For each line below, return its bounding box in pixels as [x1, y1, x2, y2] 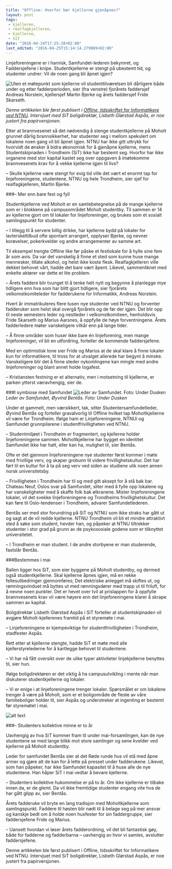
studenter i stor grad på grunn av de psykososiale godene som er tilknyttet [6, 526, 163, 532]
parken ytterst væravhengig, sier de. [6, 379, 83, 385]
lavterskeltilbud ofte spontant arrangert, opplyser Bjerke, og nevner [6, 233, 148, 239]
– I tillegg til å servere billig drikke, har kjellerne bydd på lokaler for [6, 227, 146, 233]
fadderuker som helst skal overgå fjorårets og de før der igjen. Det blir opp [6, 306, 163, 312]
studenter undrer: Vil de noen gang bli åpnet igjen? [6, 70, 113, 77]
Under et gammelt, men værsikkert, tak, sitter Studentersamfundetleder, [6, 404, 158, 410]
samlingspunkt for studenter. [6, 217, 67, 223]
